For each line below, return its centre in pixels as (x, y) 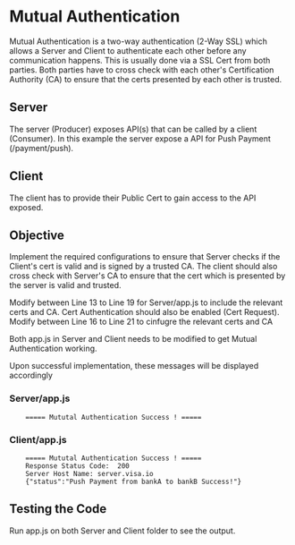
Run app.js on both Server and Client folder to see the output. (122, 531)
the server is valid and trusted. (66, 285)
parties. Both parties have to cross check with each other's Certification (142, 70)
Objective (37, 235)
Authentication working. (53, 349)
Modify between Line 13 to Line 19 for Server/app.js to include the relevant (146, 302)
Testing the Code (58, 509)
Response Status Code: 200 (77, 466)
